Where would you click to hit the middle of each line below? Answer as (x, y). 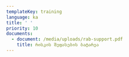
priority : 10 (22, 28)
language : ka (22, 17)
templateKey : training (34, 12)
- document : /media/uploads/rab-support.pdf (67, 39)
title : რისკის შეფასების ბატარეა (58, 45)
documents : (20, 34)
